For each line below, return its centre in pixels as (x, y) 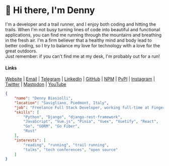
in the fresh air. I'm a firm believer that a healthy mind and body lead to (78, 40)
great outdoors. (21, 51)
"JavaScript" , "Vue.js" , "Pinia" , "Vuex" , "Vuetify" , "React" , (91, 122)
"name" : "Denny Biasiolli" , (44, 98)
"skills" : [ (27, 112)
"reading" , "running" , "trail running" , (66, 145)
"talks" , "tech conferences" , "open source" (71, 150)
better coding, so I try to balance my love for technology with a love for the (82, 45)
